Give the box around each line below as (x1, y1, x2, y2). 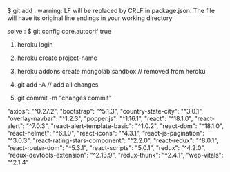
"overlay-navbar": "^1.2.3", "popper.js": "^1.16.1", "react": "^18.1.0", (7, 114, 193, 122)
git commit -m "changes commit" (17, 94, 112, 102)
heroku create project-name (17, 54, 98, 62)
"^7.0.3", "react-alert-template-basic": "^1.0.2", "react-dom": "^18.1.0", (26, 122, 224, 130)
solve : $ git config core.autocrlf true (7, 28, 112, 35)
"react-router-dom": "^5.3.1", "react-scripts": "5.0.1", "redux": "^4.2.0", (7, 144, 206, 151)
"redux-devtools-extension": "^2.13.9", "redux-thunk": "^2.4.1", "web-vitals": (7, 151, 224, 159)
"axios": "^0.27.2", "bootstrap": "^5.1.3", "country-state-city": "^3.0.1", (7, 107, 204, 115)
